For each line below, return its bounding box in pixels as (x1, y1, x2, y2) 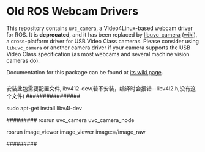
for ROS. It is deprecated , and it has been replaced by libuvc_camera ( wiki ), (6, 31, 198, 38)
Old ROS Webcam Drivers (6, 4, 139, 18)
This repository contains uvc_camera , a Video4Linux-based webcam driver (6, 24, 193, 32)
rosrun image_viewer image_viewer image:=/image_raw (6, 128, 146, 136)
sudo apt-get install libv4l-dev (6, 104, 83, 112)
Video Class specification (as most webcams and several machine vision (6, 50, 190, 57)
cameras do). (6, 57, 40, 64)
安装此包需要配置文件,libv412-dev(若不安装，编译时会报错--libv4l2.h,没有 (6, 84, 191, 92)
